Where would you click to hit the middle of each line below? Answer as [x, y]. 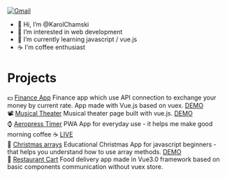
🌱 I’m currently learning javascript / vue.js [77, 39]
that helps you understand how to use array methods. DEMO [94, 151]
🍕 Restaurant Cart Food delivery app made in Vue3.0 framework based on [113, 159]
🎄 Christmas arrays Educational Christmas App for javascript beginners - [112, 144]
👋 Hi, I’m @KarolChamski [53, 24]
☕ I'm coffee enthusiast [51, 47]
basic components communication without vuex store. [85, 166]
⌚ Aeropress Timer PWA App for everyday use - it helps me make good [110, 123]
